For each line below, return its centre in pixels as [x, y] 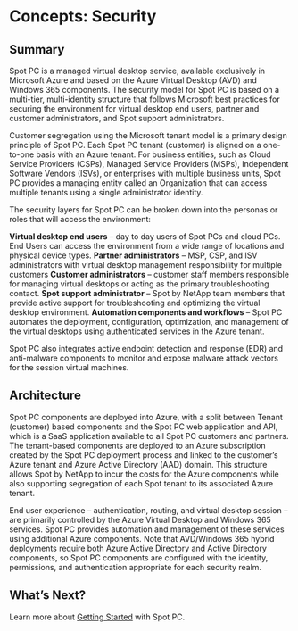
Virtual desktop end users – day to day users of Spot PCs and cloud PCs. [145, 237]
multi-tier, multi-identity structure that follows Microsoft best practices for [145, 99]
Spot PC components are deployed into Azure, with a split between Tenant [146, 417]
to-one [22, 154]
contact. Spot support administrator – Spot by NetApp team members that [147, 293]
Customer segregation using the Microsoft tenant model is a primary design [148, 135]
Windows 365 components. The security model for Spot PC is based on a [144, 90]
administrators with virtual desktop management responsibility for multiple [146, 265]
